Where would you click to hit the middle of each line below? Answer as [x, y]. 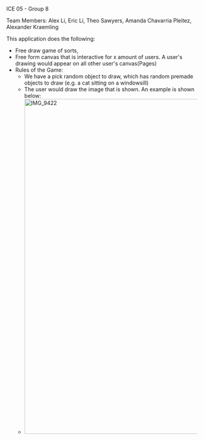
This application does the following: [51, 39]
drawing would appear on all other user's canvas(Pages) [86, 64]
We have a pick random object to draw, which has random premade [109, 76]
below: [32, 96]
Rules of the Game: [39, 70]
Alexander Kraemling [32, 27]
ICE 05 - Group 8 [28, 9]
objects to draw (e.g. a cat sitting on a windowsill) [86, 83]
